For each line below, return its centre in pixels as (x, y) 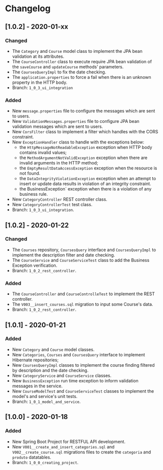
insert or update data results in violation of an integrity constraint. (85, 184)
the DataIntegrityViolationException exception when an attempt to (88, 179)
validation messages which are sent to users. (58, 127)
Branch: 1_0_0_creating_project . (45, 462)
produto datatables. (31, 457)
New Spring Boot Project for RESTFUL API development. (69, 442)
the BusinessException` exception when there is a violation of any (85, 189)
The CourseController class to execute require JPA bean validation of (82, 61)
